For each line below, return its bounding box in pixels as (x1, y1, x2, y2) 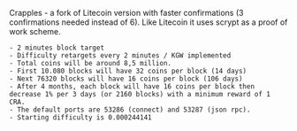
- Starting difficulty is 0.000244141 (9, 113, 152, 122)
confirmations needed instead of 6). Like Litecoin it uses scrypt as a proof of (9, 17, 288, 27)
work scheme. (9, 27, 61, 36)
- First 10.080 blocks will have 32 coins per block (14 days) (9, 66, 247, 75)
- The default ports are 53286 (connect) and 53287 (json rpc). (9, 105, 251, 114)
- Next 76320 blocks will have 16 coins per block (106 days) (9, 74, 243, 83)
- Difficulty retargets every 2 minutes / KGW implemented (9, 51, 232, 60)
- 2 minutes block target (9, 43, 104, 52)
